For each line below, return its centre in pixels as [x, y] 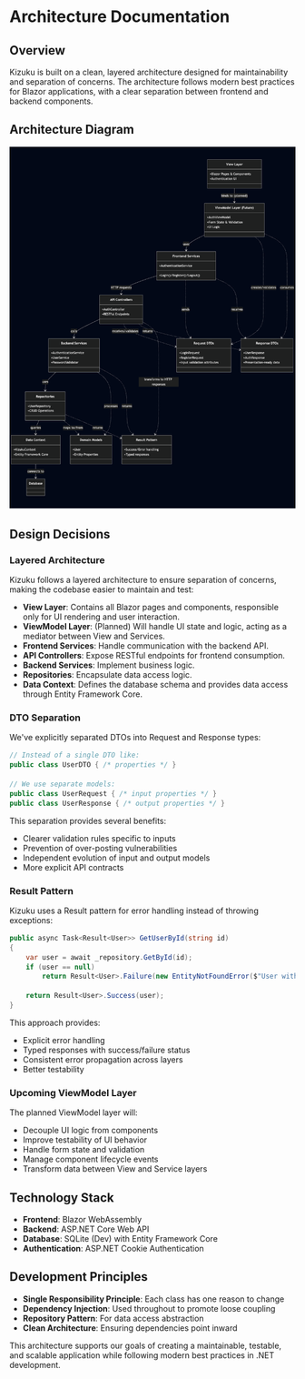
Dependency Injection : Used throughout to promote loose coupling [149, 1308]
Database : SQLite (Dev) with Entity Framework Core [120, 1238]
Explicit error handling [64, 1040]
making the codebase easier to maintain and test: [102, 589]
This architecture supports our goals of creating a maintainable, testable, [146, 1345]
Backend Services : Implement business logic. [108, 665]
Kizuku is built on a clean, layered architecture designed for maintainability [149, 72]
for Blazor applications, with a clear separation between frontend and [139, 91]
